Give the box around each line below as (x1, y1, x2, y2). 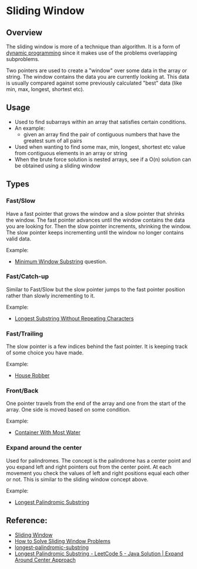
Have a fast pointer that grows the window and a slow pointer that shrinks (6, 210, 185, 217)
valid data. (6, 235, 31, 242)
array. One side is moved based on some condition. (6, 406, 131, 413)
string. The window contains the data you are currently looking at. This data (6, 73, 189, 80)
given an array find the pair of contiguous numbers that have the (23, 130, 181, 138)
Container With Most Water (14, 429, 81, 436)
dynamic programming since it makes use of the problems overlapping (6, 49, 178, 56)
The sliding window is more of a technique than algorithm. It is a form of (6, 43, 181, 50)
